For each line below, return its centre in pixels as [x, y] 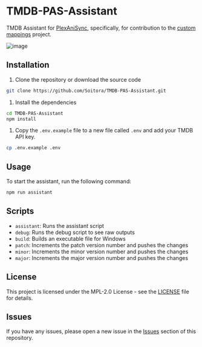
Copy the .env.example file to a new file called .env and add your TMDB [104, 131]
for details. [20, 298]
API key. [25, 137]
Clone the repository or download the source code [78, 79]
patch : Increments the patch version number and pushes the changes [102, 245]
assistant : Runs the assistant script [60, 225]
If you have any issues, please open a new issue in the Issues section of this [101, 331]
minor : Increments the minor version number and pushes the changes [102, 251]
